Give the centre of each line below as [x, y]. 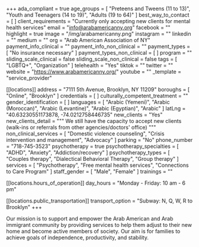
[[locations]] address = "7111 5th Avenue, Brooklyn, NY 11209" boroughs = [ [98, 89]
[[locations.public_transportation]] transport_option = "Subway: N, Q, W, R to [99, 201]
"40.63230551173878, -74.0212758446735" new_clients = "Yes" [84, 115]
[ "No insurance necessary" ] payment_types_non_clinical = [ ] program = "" [99, 53]
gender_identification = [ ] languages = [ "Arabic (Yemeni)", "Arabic [88, 102]
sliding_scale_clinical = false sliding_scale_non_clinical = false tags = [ [92, 59]
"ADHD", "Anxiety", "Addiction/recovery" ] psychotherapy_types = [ [88, 153]
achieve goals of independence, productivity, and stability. [78, 237]
